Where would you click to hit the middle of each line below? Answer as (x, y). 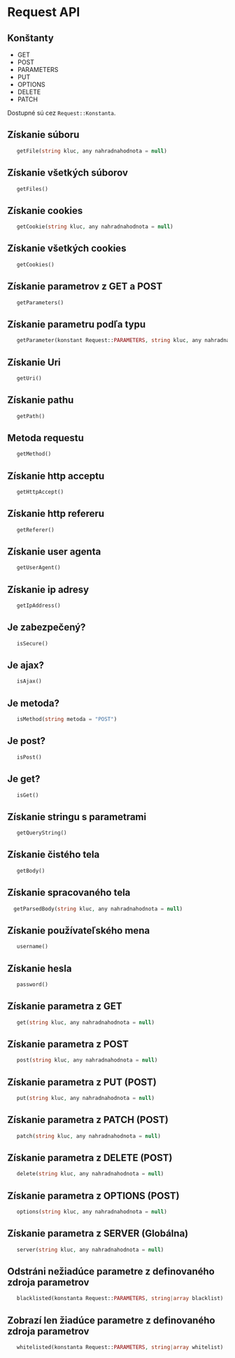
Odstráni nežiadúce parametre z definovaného (111, 1272)
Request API (44, 12)
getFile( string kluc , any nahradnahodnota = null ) (92, 151)
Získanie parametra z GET (65, 1007)
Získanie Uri (34, 362)
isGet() (28, 795)
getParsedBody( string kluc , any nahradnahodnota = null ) (98, 909)
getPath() (31, 416)
